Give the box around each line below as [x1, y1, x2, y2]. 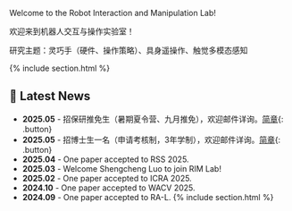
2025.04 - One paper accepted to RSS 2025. [21, 154, 189, 165]
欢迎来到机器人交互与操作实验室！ [9, 26, 135, 37]
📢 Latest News [9, 89, 91, 104]
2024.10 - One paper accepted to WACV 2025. [21, 182, 196, 193]
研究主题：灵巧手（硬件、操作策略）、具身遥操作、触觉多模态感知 [9, 45, 248, 55]
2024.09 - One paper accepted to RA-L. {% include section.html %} [21, 191, 274, 202]
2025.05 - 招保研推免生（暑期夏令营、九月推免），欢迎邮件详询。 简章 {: [21, 114, 284, 124]
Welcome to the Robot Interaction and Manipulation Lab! [9, 8, 217, 18]
